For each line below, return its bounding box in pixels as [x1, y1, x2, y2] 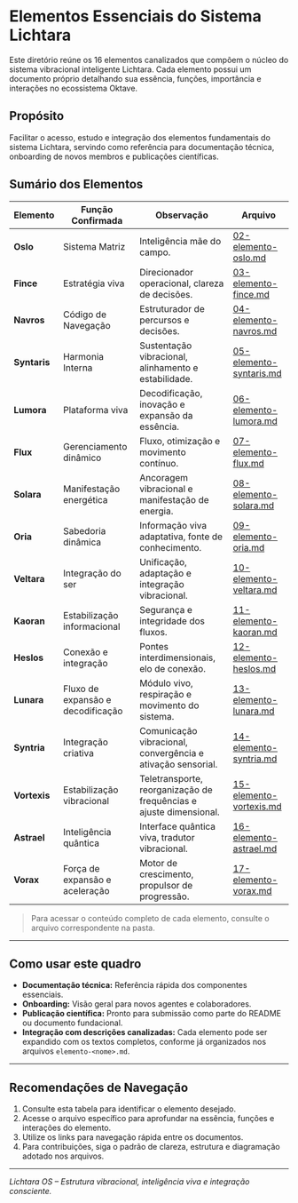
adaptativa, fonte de [138, 530, 223, 543]
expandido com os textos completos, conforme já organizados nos [21, 1037, 267, 1048]
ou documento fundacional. [21, 1017, 123, 1028]
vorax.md [232, 884, 272, 896]
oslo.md [232, 251, 267, 264]
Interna [63, 362, 93, 374]
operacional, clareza [138, 277, 224, 290]
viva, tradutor [138, 831, 195, 843]
